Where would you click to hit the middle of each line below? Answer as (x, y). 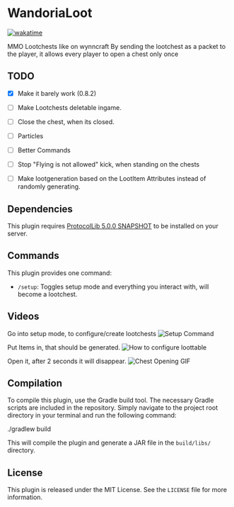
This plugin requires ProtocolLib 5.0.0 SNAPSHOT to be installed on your (113, 226)
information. (25, 497)
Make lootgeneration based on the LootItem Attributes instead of (112, 179)
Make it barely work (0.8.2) (57, 93)
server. (18, 233)
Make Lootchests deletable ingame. (69, 107)
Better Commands (44, 150)
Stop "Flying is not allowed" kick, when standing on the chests (109, 165)
